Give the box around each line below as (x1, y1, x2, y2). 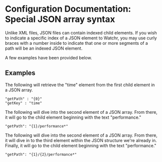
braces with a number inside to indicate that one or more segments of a (5, 40, 148, 46)
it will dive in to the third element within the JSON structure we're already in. (5, 137, 157, 143)
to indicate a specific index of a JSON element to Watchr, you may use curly (5, 35, 157, 41)
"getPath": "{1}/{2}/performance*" (5, 152, 77, 157)
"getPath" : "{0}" (5, 96, 42, 101)
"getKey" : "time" (5, 101, 42, 106)
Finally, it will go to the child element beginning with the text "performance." (5, 143, 157, 148)
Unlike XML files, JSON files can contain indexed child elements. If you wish (5, 30, 157, 36)
